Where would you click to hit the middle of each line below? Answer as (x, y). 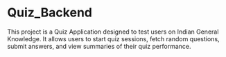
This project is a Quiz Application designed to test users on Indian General (113, 32)
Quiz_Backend (50, 13)
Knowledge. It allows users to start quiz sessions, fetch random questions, (113, 38)
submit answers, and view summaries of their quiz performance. (99, 46)
